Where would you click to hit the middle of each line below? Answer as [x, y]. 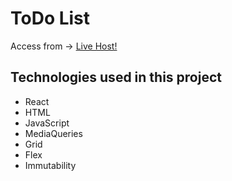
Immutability [50, 165]
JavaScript [47, 123]
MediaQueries [53, 133]
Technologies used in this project [116, 77]
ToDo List [50, 18]
